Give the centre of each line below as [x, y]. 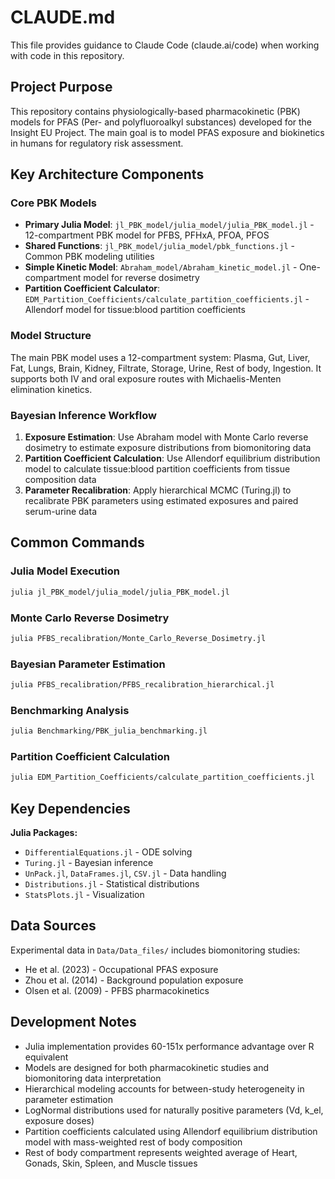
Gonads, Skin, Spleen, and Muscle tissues [111, 1163]
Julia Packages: [44, 833]
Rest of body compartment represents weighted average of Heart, [161, 1152]
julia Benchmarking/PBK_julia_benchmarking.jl [109, 731]
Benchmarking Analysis [70, 710]
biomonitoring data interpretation [93, 1078]
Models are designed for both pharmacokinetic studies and [147, 1067]
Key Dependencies [70, 808]
